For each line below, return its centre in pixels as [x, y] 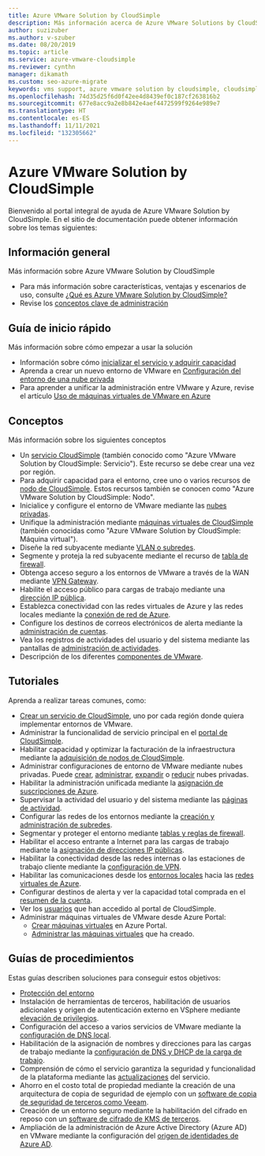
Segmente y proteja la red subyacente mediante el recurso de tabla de [134, 556]
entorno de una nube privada [67, 379]
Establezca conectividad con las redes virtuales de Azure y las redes [131, 606]
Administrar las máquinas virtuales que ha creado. [113, 933]
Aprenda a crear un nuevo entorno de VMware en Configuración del [130, 371]
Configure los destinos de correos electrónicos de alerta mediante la [131, 623]
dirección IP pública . [53, 598]
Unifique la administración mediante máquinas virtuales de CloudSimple [136, 522]
